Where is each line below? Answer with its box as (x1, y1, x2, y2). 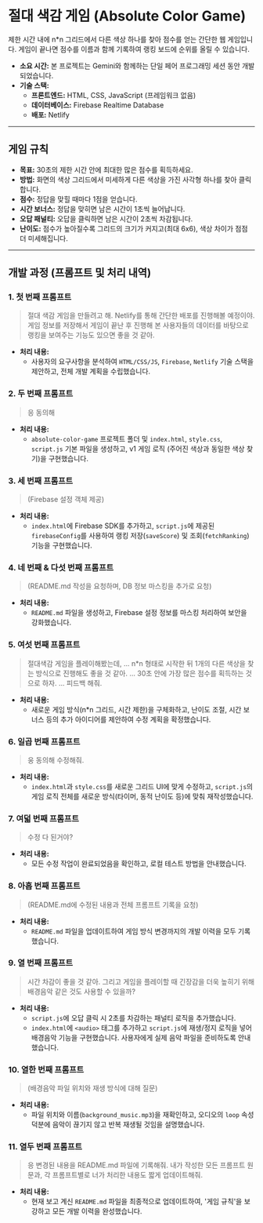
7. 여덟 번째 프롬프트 (8, 813, 80, 824)
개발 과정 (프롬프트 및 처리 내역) (8, 266, 151, 279)
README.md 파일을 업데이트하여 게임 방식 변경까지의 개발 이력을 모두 (31, 926, 236, 936)
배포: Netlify (31, 110, 70, 119)
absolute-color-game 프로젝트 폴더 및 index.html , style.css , (31, 434, 223, 443)
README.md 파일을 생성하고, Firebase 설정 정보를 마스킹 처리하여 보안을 (31, 608, 247, 617)
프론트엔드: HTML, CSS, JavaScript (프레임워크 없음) (31, 90, 196, 100)
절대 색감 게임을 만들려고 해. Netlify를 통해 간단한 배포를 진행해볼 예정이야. (27, 311, 255, 320)
